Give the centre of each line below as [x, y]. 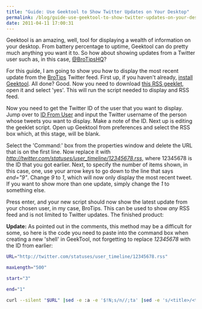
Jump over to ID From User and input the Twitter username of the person [96, 114]
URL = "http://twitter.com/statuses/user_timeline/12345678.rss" [87, 257]
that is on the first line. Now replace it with [59, 152]
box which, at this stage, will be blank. [54, 134]
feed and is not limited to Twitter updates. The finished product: [85, 215]
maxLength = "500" [26, 268]
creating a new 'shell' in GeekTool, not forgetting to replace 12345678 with [98, 239]
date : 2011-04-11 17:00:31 [40, 23]
